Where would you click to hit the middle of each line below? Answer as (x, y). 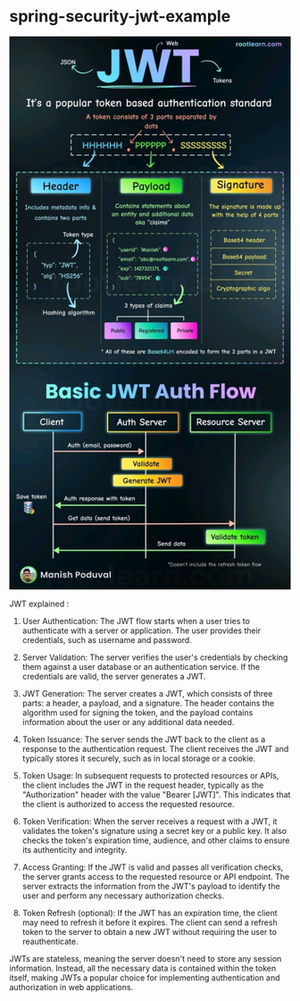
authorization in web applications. (71, 987)
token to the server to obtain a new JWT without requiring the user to (149, 931)
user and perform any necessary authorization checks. (123, 896)
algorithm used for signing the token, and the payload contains (137, 713)
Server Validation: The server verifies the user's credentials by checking (155, 657)
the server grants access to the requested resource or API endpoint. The (156, 876)
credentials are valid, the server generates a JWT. (114, 676)
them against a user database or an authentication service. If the (141, 666)
